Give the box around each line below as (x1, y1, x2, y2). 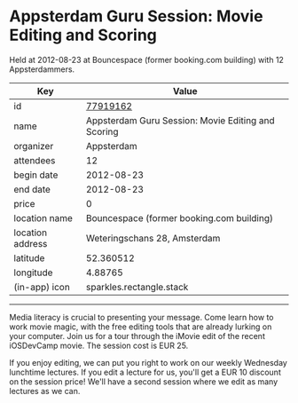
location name (13, 211, 73, 224)
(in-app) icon (13, 281, 71, 293)
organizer (13, 139, 54, 152)
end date (13, 183, 51, 195)
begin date (13, 169, 59, 181)
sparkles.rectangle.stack (85, 281, 189, 293)
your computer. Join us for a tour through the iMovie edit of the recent (9, 330, 266, 341)
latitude (13, 251, 45, 264)
